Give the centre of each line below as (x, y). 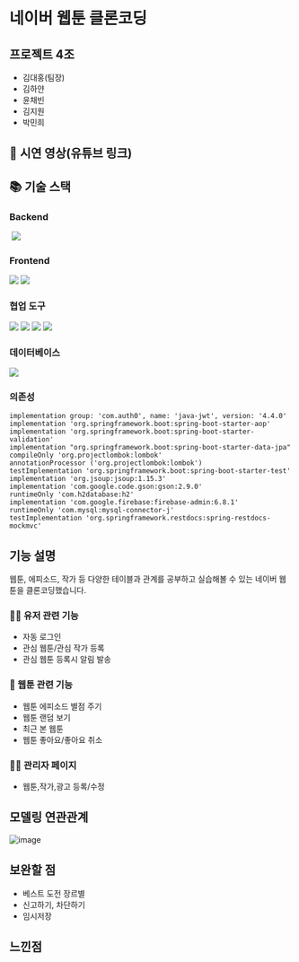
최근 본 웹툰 (43, 729)
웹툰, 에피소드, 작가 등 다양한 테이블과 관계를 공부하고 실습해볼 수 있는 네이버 (143, 579)
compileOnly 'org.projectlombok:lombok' (86, 455)
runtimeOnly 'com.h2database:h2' (72, 494)
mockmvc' (26, 526)
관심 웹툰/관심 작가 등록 (63, 648)
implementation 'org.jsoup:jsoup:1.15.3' (88, 479)
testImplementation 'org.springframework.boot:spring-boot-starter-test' (150, 471)
